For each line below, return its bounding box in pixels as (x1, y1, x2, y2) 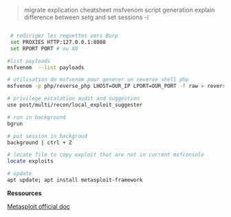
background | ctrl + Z (7, 139, 72, 146)
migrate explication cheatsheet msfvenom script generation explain (23, 6, 215, 14)
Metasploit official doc (7, 202, 71, 210)
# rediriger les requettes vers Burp (10, 32, 118, 39)
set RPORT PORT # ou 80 (10, 45, 78, 52)
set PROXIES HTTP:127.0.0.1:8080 (10, 38, 107, 45)
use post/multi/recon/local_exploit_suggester (7, 102, 143, 108)
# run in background (7, 113, 67, 121)
